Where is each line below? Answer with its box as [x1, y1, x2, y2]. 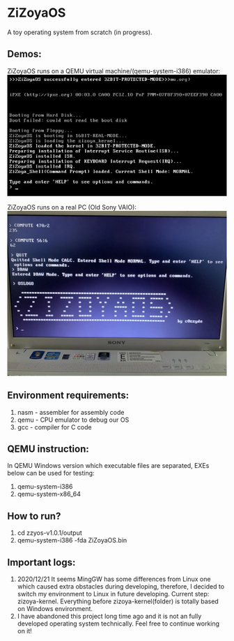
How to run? [7, 510, 61, 522]
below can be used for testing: [7, 469, 95, 478]
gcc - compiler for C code [17, 422, 92, 431]
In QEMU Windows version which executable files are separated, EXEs [7, 462, 210, 470]
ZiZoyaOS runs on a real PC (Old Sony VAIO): [7, 202, 137, 211]
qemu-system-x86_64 [17, 490, 81, 499]
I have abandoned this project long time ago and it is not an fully [17, 612, 202, 621]
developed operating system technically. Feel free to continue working [17, 619, 220, 628]
